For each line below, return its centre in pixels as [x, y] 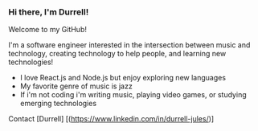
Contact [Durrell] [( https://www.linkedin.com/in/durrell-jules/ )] [111, 119]
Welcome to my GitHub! [47, 30]
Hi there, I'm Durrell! [49, 12]
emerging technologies [58, 104]
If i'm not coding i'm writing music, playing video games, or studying [133, 95]
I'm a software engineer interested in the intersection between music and [129, 45]
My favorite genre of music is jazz [76, 86]
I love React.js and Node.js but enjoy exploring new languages [123, 78]
